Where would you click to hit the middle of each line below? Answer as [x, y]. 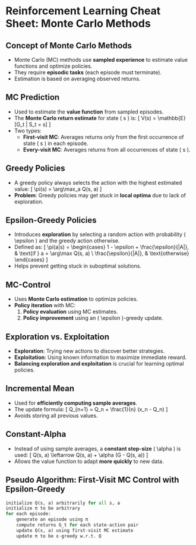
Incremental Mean [40, 388]
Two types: [28, 130]
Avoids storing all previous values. [56, 415]
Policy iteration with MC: [45, 305]
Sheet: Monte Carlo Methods [78, 23]
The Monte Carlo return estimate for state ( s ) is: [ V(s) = [85, 118]
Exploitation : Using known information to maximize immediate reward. [100, 357]
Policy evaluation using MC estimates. [70, 312]
